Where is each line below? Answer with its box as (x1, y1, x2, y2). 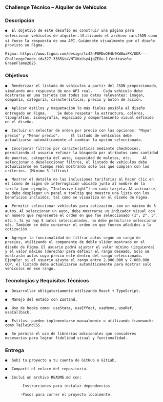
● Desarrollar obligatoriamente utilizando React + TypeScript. (5, 288, 141, 293)
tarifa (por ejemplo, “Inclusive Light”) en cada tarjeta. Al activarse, (5, 186, 157, 191)
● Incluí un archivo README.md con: (5, 375, 82, 380)
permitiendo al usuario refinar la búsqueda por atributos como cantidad (5, 150, 159, 155)
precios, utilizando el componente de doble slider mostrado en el (5, 239, 145, 245)
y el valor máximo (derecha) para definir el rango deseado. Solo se (5, 249, 150, 254)
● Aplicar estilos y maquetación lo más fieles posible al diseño (5, 106, 145, 111)
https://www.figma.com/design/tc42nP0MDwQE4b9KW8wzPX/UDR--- (20, 51, 147, 56)
